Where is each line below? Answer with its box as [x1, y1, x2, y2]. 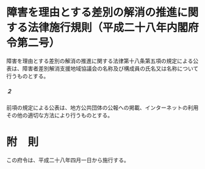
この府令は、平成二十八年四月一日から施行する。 [6, 156, 129, 164]
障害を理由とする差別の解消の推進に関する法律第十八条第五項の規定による [6, 57, 193, 64]
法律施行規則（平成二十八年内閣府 [27, 21, 200, 35]
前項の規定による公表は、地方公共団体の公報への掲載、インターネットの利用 [6, 104, 199, 111]
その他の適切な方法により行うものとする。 [6, 111, 113, 119]
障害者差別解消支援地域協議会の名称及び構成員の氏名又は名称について [22, 64, 199, 72]
